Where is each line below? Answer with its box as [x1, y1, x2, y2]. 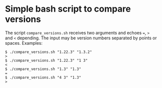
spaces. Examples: [5, 40, 43, 46]
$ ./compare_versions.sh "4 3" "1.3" [5, 75, 81, 80]
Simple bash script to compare [5, 3, 131, 15]
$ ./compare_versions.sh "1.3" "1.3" [5, 67, 81, 71]
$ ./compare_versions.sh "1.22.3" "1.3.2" [5, 50, 92, 54]
